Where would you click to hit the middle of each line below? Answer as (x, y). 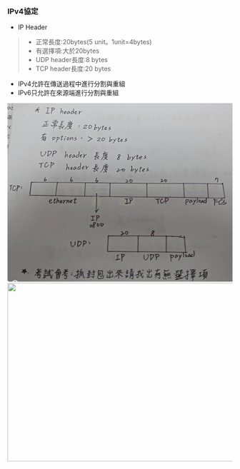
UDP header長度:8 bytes (72, 60)
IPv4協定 (23, 11)
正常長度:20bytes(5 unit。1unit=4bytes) (94, 42)
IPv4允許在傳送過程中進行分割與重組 (71, 84)
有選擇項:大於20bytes (67, 51)
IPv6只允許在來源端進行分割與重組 (68, 93)
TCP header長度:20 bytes (73, 69)
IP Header (32, 27)
